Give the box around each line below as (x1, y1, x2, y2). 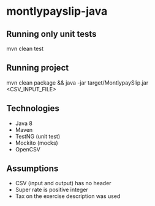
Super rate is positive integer (15, 186, 89, 194)
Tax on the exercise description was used (15, 193, 121, 200)
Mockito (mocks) (15, 139, 58, 147)
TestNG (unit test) (15, 132, 61, 140)
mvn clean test (6, 45, 44, 52)
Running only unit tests (6, 29, 97, 39)
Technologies (6, 103, 60, 114)
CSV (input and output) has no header (15, 180, 112, 187)
